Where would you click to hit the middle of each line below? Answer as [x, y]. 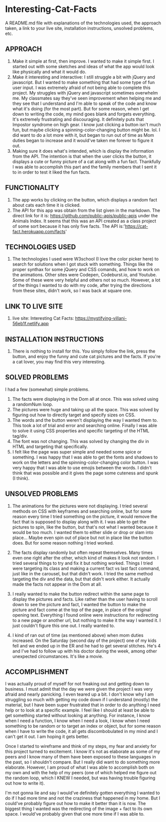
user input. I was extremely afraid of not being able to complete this [81, 88]
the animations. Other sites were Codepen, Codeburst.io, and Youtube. [84, 275]
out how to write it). [25, 783]
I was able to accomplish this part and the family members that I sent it [84, 167]
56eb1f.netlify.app [30, 324]
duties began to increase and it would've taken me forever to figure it [83, 140]
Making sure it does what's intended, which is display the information [83, 151]
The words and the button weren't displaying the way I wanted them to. [85, 420]
